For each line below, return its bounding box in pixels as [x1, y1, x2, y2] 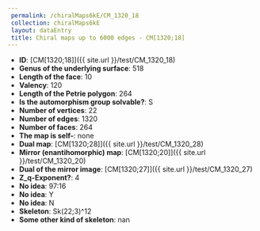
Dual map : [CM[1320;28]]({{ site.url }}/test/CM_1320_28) [18, 139, 204, 149]
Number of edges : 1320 [18, 114, 98, 123]
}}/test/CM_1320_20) [18, 156, 86, 166]
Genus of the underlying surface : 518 [18, 64, 144, 74]
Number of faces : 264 [18, 123, 93, 132]
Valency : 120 [18, 81, 63, 90]
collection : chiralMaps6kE [10, 19, 101, 27]
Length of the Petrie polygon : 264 [18, 89, 132, 99]
